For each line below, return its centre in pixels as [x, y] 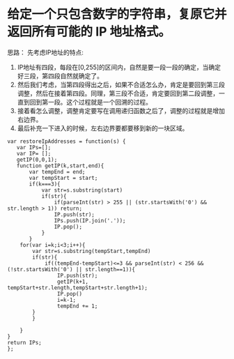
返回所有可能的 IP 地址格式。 [89, 32]
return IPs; [24, 342]
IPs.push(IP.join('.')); [90, 220]
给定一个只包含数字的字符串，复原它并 [117, 14]
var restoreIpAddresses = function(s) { [67, 141]
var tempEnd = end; [57, 171]
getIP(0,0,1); [37, 160]
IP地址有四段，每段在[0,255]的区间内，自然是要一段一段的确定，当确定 [119, 67]
